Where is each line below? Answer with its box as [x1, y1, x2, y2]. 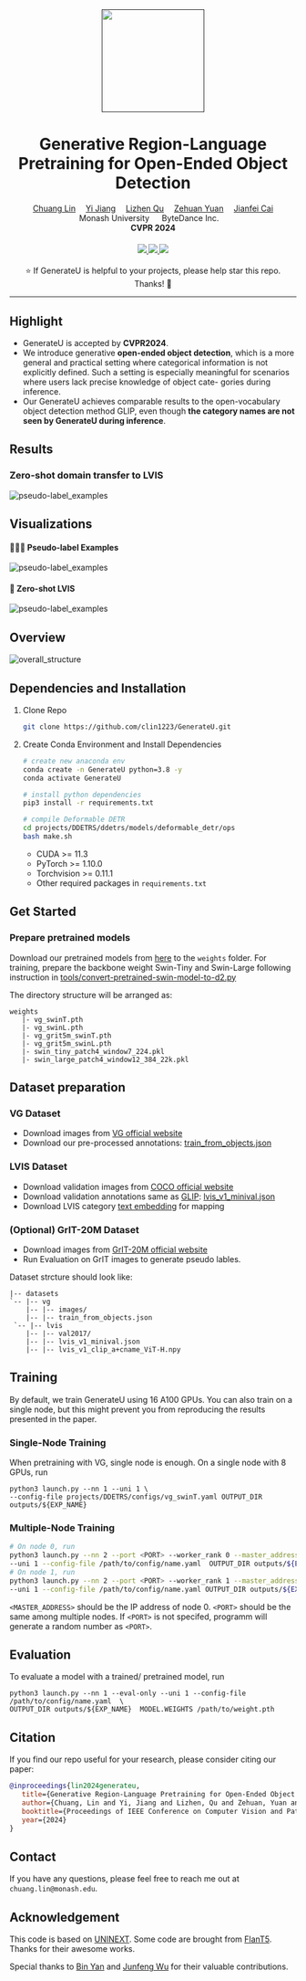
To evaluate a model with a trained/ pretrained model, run [9, 1671, 225, 1682]
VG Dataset [9, 1107, 61, 1120]
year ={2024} [21, 1815, 67, 1825]
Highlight [9, 313, 64, 329]
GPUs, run [9, 1467, 48, 1478]
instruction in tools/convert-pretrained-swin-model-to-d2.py [9, 972, 237, 983]
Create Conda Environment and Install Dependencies [22, 739, 222, 750]
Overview [9, 629, 66, 645]
